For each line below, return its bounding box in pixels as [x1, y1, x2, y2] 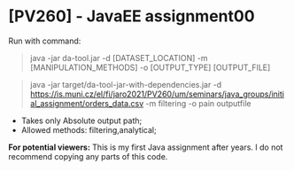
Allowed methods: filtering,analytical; [20, 124, 157, 135]
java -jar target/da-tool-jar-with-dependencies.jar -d [29, 79, 222, 89]
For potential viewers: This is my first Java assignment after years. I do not [8, 142, 283, 152]
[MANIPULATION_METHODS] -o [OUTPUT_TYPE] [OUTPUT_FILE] [29, 62, 271, 73]
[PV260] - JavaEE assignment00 [8, 6, 255, 27]
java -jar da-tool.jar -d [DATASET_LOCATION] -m [29, 52, 208, 63]
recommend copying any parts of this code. [8, 151, 168, 161]
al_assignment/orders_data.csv [29, 97, 144, 108]
